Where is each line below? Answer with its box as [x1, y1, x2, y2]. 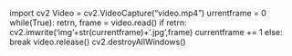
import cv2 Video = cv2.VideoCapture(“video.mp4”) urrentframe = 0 [9, 8, 267, 18]
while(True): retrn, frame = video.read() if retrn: [9, 17, 187, 28]
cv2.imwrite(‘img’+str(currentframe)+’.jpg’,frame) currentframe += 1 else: [9, 27, 283, 37]
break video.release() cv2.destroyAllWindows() [9, 36, 186, 47]
